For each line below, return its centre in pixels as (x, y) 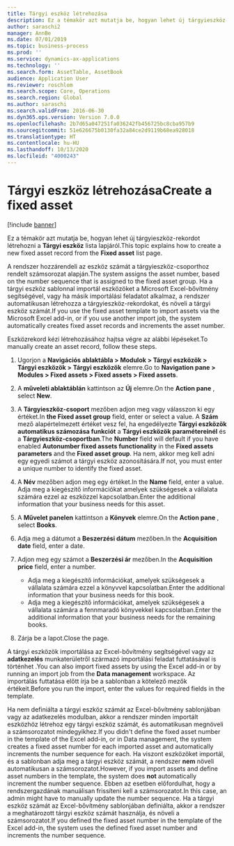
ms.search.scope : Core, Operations (59, 91)
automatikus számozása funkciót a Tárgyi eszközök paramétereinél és (122, 431)
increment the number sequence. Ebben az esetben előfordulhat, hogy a (111, 783)
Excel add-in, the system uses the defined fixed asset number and (102, 828)
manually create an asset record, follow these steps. (82, 346)
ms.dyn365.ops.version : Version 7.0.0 (63, 117)
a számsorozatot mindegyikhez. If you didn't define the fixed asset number (114, 731)
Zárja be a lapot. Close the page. (63, 638)
